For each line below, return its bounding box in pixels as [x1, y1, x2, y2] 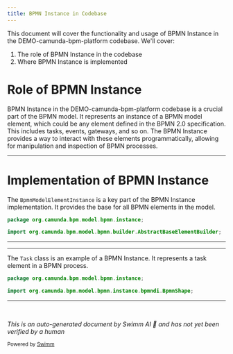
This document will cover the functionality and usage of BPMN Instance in [7, 29, 219, 37]
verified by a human [7, 328, 65, 335]
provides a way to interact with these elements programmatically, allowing [7, 134, 219, 142]
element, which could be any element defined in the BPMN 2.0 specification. [7, 119, 226, 128]
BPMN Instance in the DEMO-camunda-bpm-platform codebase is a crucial [7, 105, 223, 113]
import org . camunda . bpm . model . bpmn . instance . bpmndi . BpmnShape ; [7, 287, 194, 295]
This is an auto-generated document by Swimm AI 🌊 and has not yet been [7, 320, 220, 328]
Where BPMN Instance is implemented [17, 57, 128, 66]
